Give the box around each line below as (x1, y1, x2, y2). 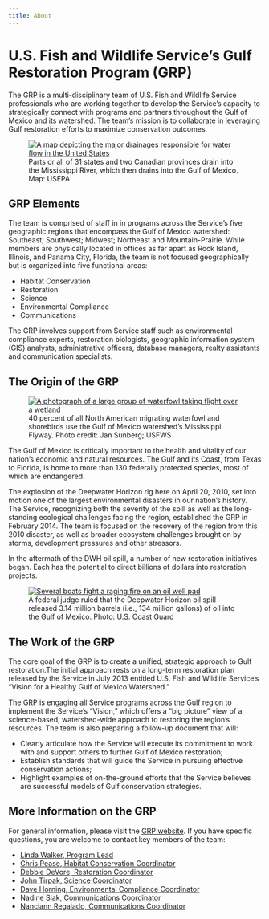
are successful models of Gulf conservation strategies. (19, 782, 202, 791)
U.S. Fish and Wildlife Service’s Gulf (8, 46, 253, 64)
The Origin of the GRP (8, 375, 119, 388)
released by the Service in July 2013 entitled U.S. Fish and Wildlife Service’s (8, 673, 259, 683)
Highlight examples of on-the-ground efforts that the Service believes (19, 773, 251, 783)
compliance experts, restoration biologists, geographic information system (8, 335, 255, 344)
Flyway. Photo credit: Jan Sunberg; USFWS (28, 430, 172, 440)
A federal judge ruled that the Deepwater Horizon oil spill (28, 595, 217, 604)
